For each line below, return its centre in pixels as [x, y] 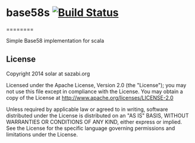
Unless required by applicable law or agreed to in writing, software [87, 109]
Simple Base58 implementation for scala [55, 40]
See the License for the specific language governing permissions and [91, 128]
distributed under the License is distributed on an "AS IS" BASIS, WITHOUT [97, 115]
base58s [28, 13]
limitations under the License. [42, 134]
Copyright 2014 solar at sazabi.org [48, 74]
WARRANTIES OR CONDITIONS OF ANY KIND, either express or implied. [94, 122]
